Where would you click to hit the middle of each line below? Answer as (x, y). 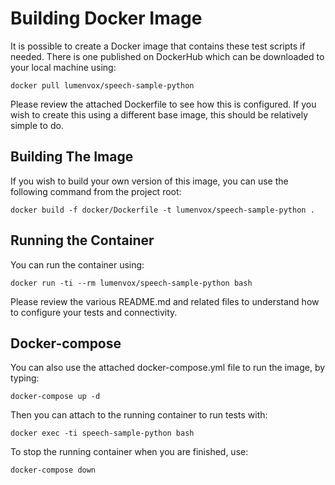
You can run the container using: (77, 264)
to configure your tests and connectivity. (94, 312)
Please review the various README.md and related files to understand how (165, 301)
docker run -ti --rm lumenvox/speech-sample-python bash (131, 283)
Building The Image (72, 157)
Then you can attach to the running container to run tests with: (139, 415)
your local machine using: (63, 67)
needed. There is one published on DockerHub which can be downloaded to (167, 56)
